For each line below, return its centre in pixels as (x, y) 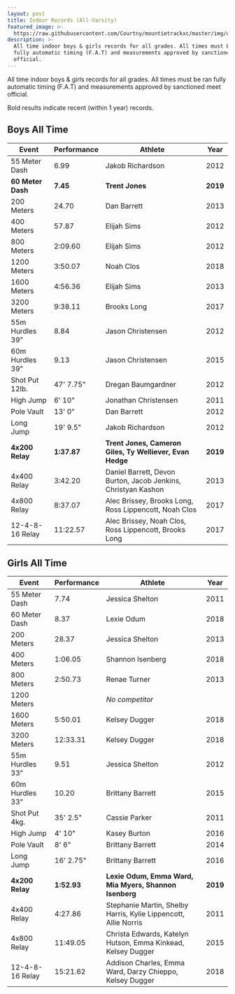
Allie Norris (124, 923)
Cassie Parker (129, 818)
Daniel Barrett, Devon (141, 472)
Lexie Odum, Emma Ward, (150, 876)
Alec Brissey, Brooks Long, (149, 500)
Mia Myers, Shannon (141, 885)
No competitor (130, 699)
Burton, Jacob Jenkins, (143, 480)
